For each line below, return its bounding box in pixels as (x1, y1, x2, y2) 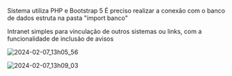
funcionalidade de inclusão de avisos (7, 35, 114, 43)
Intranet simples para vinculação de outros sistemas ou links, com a (7, 28, 202, 35)
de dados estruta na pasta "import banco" (7, 14, 128, 22)
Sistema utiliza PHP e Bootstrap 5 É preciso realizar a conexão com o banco (7, 7, 225, 15)
